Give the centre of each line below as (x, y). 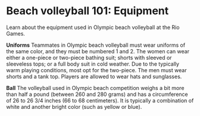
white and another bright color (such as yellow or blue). (74, 107)
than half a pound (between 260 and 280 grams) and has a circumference (97, 94)
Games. (16, 33)
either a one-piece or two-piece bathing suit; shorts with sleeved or (89, 57)
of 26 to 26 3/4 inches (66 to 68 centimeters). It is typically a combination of (100, 100)
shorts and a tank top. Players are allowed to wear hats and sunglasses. (94, 76)
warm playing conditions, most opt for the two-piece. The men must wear (96, 70)
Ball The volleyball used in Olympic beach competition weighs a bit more (95, 88)
